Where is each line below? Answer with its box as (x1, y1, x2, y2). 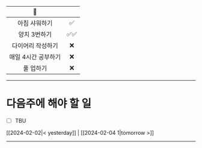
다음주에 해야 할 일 (6, 97, 91, 111)
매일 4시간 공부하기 (9, 53, 61, 61)
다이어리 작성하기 (11, 42, 58, 50)
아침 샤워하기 (17, 19, 53, 27)
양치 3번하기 (18, 30, 52, 39)
